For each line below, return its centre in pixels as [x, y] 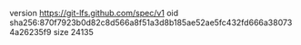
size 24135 [73, 32]
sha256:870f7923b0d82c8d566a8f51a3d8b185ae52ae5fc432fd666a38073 [151, 22]
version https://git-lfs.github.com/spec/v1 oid [94, 13]
